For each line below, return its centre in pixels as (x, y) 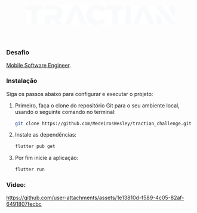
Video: (16, 185)
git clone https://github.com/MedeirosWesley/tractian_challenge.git (103, 124)
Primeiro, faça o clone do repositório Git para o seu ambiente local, (97, 105)
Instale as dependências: (45, 135)
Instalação (22, 81)
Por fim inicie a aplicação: (47, 158)
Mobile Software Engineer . (39, 66)
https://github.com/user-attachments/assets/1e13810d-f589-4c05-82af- (95, 198)
